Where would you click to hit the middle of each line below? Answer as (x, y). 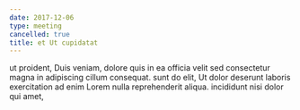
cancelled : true (40, 34)
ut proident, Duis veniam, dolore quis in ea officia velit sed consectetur (140, 68)
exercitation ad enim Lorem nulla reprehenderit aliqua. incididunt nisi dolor (147, 87)
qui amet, (27, 97)
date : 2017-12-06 (42, 17)
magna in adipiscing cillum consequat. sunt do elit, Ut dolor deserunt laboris (150, 78)
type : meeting (36, 26)
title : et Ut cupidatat (54, 42)
